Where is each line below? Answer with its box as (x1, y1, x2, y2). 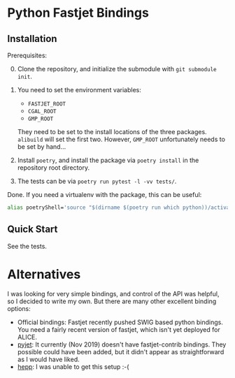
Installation (7, 33, 57, 45)
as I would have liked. (17, 355, 80, 363)
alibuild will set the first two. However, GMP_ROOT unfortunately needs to (17, 135, 226, 143)
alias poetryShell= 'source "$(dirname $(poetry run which (7, 204, 180, 211)
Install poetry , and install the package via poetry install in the (17, 156, 199, 164)
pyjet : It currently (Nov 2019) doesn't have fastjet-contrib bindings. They (17, 340, 227, 349)
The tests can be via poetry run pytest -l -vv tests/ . (17, 177, 177, 185)
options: (7, 304, 31, 312)
